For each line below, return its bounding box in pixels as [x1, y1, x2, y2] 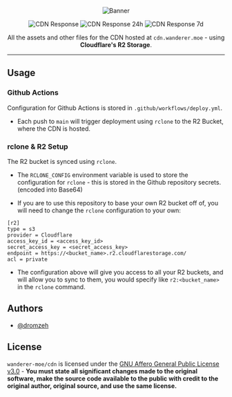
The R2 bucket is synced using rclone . [7, 157, 117, 165]
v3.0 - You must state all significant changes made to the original [7, 367, 198, 375]
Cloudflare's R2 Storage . [80, 41, 152, 48]
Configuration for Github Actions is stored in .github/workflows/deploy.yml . [7, 104, 223, 112]
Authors [7, 303, 43, 315]
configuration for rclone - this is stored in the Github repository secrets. [17, 178, 222, 186]
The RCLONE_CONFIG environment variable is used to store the [17, 170, 188, 179]
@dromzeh [17, 321, 49, 329]
